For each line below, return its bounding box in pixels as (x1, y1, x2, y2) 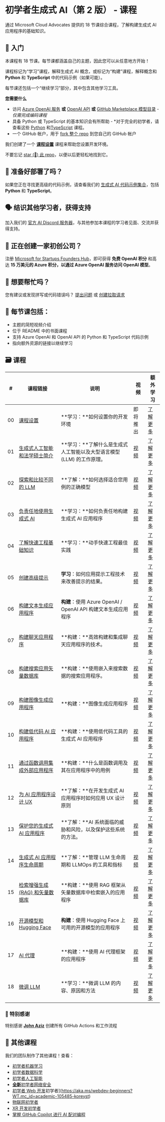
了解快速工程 (19, 539, 49, 546)
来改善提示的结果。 (61, 578, 106, 585)
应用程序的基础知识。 (5, 28, 48, 34)
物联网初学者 (12, 1099, 38, 1105)
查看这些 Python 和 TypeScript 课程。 (12, 124, 87, 130)
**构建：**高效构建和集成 (61, 633, 123, 640)
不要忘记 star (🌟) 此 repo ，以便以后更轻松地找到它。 (5, 152, 110, 157)
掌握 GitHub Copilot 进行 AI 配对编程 (12, 1111, 86, 1117)
